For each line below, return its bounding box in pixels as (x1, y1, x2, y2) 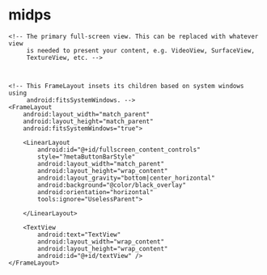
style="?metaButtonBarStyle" (37, 152, 136, 161)
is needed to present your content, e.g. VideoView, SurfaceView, (26, 46, 255, 54)
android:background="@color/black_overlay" (37, 180, 186, 189)
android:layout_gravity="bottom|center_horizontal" (37, 174, 216, 182)
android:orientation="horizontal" (37, 188, 154, 196)
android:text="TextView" (37, 231, 121, 239)
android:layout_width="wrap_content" (37, 237, 164, 246)
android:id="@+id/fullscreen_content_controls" (37, 146, 201, 154)
